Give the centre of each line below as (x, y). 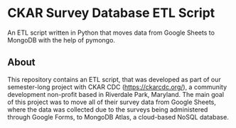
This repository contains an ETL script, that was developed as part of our (114, 79)
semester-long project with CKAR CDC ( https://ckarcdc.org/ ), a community (117, 87)
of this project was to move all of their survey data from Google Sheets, (112, 102)
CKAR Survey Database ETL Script (111, 13)
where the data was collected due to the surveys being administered (108, 109)
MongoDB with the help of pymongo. (61, 40)
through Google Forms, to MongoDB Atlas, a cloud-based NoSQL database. (118, 117)
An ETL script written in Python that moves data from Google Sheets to (111, 33)
